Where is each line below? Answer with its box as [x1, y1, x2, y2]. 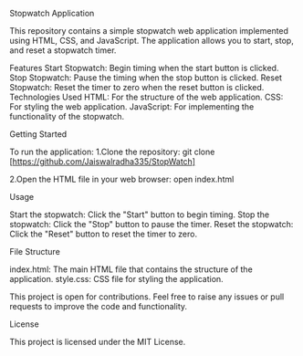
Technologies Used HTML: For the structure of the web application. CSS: [9, 91, 284, 102]
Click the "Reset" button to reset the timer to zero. [9, 228, 198, 239]
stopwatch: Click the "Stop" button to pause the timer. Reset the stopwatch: [9, 219, 294, 229]
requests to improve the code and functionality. [9, 301, 188, 311]
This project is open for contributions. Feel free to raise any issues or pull [9, 291, 285, 302]
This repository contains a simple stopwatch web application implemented [9, 26, 289, 36]
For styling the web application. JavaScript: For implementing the [9, 101, 255, 112]
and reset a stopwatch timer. [9, 45, 117, 56]
